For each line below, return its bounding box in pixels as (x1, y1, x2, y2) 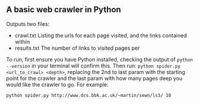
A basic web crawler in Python (6, 5, 121, 15)
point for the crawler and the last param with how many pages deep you (6, 74, 183, 82)
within (14, 38, 30, 45)
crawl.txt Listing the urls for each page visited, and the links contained (14, 32, 187, 39)
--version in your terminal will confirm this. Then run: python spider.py (6, 62, 181, 69)
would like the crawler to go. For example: (6, 81, 109, 88)
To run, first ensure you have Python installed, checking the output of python (6, 56, 193, 63)
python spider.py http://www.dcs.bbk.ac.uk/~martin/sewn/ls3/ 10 (6, 92, 171, 98)
